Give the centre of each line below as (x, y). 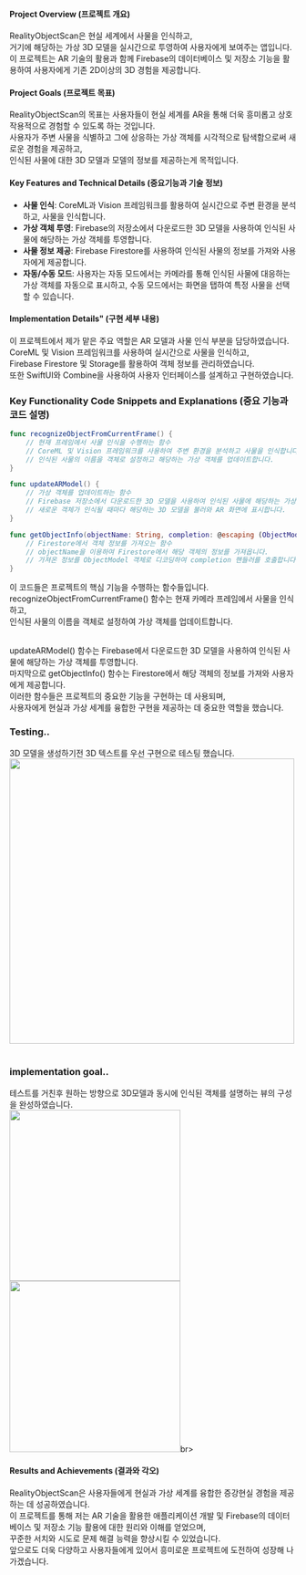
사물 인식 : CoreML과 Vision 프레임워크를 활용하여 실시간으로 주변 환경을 (151, 204)
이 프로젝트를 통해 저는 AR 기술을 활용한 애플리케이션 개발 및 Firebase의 (138, 1516)
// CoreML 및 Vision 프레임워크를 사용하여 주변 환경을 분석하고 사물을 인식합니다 (162, 451)
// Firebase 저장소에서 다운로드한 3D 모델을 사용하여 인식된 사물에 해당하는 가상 (161, 502)
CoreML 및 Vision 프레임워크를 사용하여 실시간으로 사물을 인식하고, (129, 352)
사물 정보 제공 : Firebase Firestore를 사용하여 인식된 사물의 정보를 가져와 (151, 250)
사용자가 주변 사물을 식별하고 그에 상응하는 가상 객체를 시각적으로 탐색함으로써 (148, 138)
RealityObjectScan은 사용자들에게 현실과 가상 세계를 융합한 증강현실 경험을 (143, 1493)
